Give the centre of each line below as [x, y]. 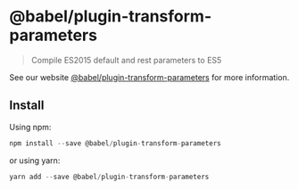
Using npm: [30, 127]
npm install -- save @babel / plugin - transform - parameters [115, 143]
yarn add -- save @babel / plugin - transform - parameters [109, 177]
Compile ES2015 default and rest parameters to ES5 [126, 60]
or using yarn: [35, 160]
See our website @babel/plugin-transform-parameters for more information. [149, 77]
